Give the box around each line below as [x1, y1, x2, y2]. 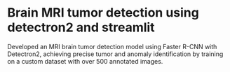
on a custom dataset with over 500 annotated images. [7, 57, 163, 65]
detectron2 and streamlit [7, 19, 156, 35]
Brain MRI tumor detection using [7, 5, 200, 21]
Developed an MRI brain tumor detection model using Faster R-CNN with [7, 42, 217, 51]
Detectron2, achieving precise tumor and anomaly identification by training [7, 50, 224, 58]
